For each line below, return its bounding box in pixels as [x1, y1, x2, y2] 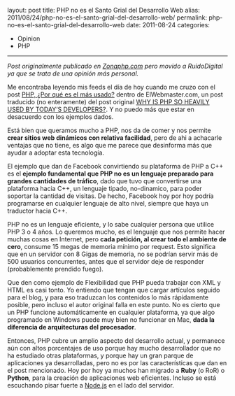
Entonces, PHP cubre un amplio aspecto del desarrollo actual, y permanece [7, 337, 225, 345]
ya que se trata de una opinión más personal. [7, 69, 139, 78]
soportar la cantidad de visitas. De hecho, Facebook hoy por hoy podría [7, 192, 214, 200]
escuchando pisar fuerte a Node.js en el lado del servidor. [7, 381, 175, 389]
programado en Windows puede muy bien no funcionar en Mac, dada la [7, 316, 215, 324]
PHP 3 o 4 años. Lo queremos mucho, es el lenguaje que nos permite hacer [7, 227, 225, 236]
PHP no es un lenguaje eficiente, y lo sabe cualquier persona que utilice [7, 220, 215, 228]
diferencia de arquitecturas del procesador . [7, 323, 136, 331]
